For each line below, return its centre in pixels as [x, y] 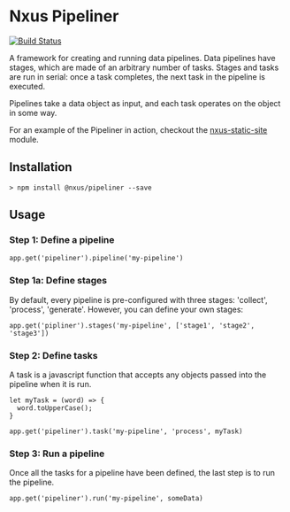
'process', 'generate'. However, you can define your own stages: [126, 309]
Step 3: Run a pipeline [57, 454]
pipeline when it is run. [50, 384]
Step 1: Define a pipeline [62, 240]
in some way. [33, 112]
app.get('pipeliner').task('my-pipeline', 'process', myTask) [126, 431]
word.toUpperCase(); [55, 408]
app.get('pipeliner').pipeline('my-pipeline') [96, 259]
